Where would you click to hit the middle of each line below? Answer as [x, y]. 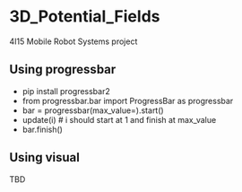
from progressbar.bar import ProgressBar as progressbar [128, 100]
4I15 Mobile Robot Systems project [73, 41]
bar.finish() [42, 129]
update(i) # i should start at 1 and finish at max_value [119, 119]
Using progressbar [63, 70]
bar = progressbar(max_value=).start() [93, 110]
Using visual [45, 157]
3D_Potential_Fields [85, 17]
